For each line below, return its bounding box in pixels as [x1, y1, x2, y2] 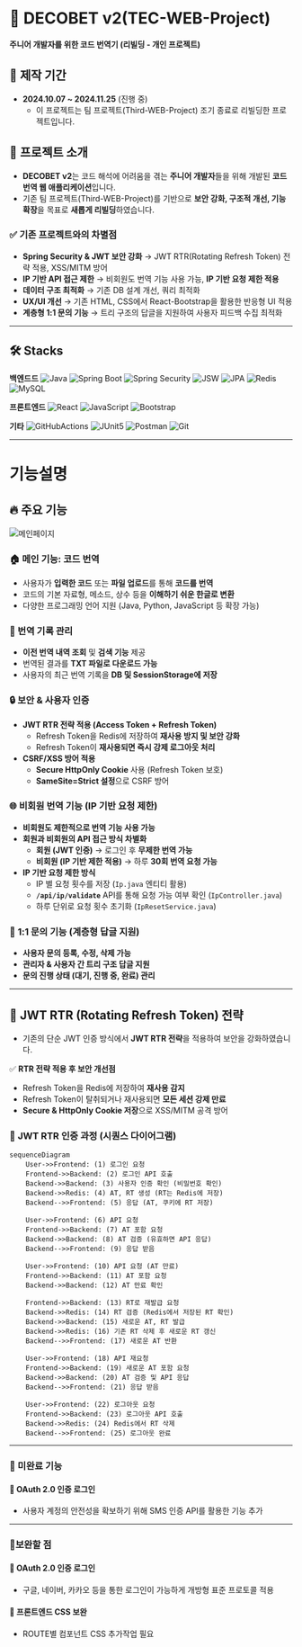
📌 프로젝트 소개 [9, 145, 88, 160]
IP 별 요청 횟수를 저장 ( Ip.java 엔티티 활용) [35, 878, 187, 889]
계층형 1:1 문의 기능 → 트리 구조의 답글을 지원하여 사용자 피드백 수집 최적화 [22, 307, 283, 318]
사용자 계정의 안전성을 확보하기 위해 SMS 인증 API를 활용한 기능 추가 [22, 1506, 263, 1517]
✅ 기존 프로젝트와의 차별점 [9, 228, 118, 241]
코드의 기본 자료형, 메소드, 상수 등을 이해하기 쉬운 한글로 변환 [22, 588, 235, 599]
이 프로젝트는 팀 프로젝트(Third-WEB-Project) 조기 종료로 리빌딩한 [35, 104, 271, 115]
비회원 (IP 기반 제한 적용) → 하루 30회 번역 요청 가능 [35, 855, 218, 866]
